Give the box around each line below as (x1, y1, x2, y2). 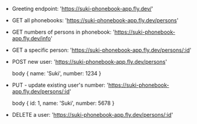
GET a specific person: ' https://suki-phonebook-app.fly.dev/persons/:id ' (11, 46, 192, 54)
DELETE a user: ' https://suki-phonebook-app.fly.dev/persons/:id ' (11, 111, 174, 118)
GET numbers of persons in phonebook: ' (11, 28, 115, 36)
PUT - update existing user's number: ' (11, 81, 108, 88)
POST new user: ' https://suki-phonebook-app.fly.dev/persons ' (11, 58, 167, 65)
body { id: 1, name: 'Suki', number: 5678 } (11, 99, 114, 107)
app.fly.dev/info (11, 35, 51, 42)
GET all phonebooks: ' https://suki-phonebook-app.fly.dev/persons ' (11, 17, 179, 23)
